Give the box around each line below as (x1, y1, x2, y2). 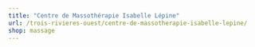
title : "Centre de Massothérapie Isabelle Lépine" (8, 11, 180, 20)
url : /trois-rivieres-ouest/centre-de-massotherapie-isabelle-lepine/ (8, 19, 248, 27)
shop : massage (8, 26, 56, 34)
